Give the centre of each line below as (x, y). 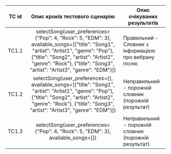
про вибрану (139, 57)
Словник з (136, 44)
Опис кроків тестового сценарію (73, 16)
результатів (143, 23)
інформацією (139, 51)
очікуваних (143, 16)
